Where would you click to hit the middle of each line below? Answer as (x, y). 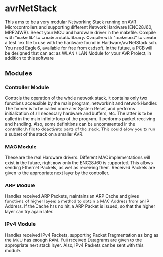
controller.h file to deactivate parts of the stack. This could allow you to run (80, 129)
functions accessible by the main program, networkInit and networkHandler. (81, 103)
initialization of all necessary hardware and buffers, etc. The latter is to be (79, 113)
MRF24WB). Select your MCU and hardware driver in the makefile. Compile (81, 32)
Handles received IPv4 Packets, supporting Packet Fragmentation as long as (82, 235)
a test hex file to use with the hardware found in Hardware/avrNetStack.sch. (81, 42)
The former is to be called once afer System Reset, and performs (70, 108)
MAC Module (21, 147)
